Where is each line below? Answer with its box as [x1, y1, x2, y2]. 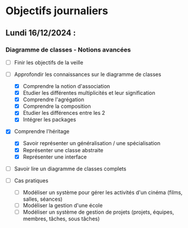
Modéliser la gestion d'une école [22, 201, 103, 208]
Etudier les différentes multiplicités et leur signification [22, 89, 155, 97]
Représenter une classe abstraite [22, 146, 104, 153]
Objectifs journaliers [5, 4, 109, 18]
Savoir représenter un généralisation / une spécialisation [22, 140, 161, 147]
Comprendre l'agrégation [22, 96, 85, 103]
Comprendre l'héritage [14, 128, 70, 135]
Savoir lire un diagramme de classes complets [14, 165, 127, 172]
